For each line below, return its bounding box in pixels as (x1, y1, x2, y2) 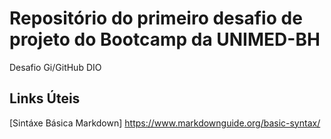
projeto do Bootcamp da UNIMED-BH (9, 28, 321, 51)
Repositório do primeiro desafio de (9, 7, 303, 30)
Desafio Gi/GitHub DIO (9, 61, 102, 73)
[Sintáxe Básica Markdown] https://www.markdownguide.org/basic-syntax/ (9, 117, 321, 129)
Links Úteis (9, 90, 81, 107)
